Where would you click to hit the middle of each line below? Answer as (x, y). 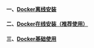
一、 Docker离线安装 (31, 9)
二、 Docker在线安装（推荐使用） (47, 24)
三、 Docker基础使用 (31, 38)
